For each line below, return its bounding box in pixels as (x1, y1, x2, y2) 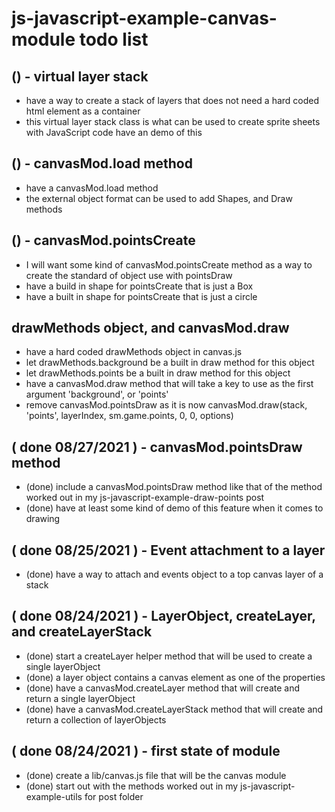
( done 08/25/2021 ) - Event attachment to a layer (11, 542, 326, 559)
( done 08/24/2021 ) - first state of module (11, 743, 281, 760)
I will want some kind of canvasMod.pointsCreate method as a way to (25, 258, 313, 271)
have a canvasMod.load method (25, 182, 159, 194)
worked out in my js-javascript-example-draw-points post (25, 492, 265, 504)
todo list (79, 28, 149, 51)
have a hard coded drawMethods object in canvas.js (25, 346, 243, 358)
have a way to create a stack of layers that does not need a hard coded (25, 95, 320, 106)
